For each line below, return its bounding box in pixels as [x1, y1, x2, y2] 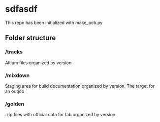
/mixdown [5, 72, 30, 79]
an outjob [5, 88, 25, 94]
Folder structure [5, 34, 56, 42]
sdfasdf [5, 3, 38, 15]
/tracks [5, 49, 23, 55]
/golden [5, 100, 25, 107]
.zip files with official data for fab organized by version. [5, 112, 117, 118]
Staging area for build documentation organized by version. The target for [5, 83, 155, 89]
